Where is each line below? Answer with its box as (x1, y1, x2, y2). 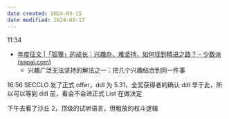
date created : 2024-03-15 (7, 10, 82, 17)
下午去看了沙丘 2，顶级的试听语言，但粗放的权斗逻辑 (7, 104, 158, 112)
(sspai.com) (17, 57, 52, 66)
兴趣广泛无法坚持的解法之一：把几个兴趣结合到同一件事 (27, 66, 185, 74)
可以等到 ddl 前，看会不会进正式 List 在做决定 (12, 89, 143, 98)
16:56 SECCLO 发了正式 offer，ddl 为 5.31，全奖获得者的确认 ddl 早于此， (7, 80, 217, 89)
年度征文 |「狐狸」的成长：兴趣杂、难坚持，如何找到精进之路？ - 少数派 (17, 50, 221, 58)
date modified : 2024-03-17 (7, 17, 85, 24)
